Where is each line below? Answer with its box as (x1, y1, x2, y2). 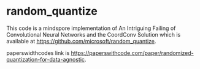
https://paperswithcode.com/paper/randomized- (71, 49, 194, 56)
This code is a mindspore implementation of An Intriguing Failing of (6, 24, 176, 32)
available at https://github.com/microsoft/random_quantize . (6, 37, 156, 45)
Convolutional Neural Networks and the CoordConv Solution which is (6, 31, 181, 38)
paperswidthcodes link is (6, 49, 70, 56)
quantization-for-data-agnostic (6, 56, 85, 63)
